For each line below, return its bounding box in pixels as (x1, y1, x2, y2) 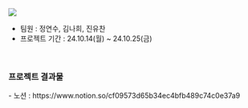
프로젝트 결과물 (8, 71, 64, 82)
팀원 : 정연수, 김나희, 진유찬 (19, 24, 106, 33)
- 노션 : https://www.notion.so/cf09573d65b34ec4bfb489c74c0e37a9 (8, 91, 241, 101)
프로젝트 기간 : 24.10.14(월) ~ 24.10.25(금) (19, 34, 152, 43)
